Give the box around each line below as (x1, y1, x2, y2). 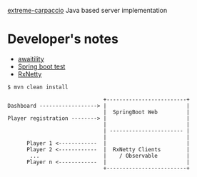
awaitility (17, 54, 44, 63)
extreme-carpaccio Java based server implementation (7, 6, 168, 14)
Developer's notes (7, 31, 119, 47)
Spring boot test (17, 62, 66, 71)
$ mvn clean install (7, 84, 69, 91)
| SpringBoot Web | (103, 108, 191, 116)
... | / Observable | (29, 152, 191, 159)
